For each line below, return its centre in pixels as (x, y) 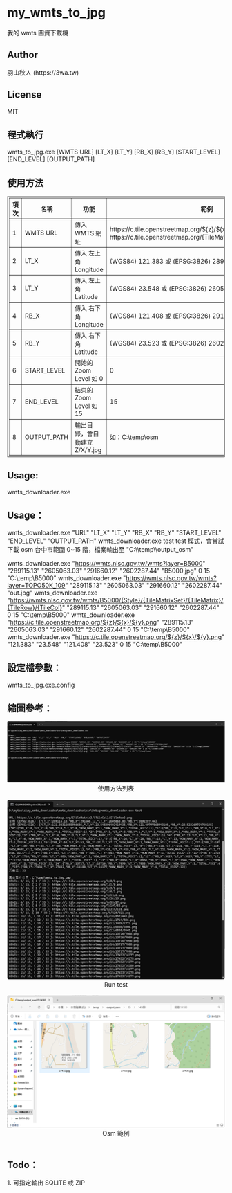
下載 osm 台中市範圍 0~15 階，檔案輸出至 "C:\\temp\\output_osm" (100, 549)
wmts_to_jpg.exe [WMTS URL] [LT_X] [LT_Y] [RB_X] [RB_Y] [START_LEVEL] (114, 152)
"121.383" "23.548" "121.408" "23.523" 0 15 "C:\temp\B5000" (95, 644)
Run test (116, 985)
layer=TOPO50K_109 (36, 585)
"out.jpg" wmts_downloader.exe (52, 593)
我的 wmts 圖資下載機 (38, 33)
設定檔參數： (35, 668)
